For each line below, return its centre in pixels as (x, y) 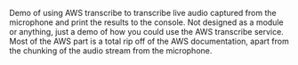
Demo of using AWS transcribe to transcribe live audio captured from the (143, 13)
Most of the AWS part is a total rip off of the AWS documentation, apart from (149, 41)
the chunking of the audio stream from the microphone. (111, 51)
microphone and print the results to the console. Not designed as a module (146, 22)
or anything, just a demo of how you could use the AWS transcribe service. (147, 32)
